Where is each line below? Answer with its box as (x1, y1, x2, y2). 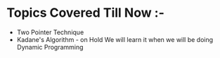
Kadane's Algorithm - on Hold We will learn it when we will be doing (16, 35, 214, 43)
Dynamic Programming (16, 43, 84, 51)
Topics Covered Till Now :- (6, 5, 164, 21)
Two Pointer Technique (16, 28, 84, 36)
